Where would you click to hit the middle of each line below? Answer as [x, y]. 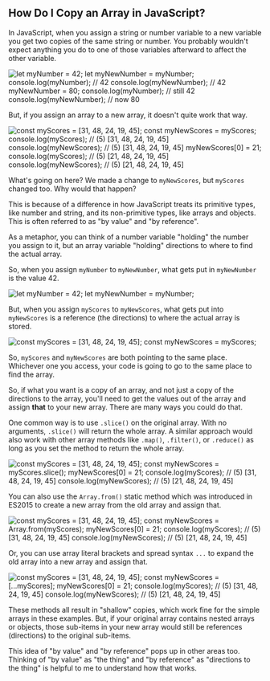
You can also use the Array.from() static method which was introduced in [131, 496]
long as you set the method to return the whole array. [96, 448]
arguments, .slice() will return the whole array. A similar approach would [131, 431]
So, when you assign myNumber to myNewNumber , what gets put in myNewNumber [133, 269]
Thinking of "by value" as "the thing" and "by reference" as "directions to [129, 659]
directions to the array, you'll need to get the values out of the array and [127, 398]
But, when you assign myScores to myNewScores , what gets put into [116, 309]
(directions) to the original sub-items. [70, 635]
